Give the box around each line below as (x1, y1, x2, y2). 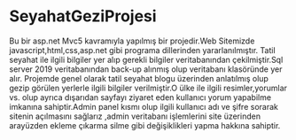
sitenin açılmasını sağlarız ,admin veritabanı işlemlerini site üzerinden (9, 111, 261, 121)
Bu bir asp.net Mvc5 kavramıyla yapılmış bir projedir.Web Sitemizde (9, 35, 255, 46)
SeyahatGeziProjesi (9, 6, 157, 27)
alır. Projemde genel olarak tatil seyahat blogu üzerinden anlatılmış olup (9, 73, 269, 83)
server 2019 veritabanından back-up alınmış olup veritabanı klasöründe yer (9, 64, 283, 74)
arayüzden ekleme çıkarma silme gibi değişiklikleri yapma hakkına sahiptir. (9, 120, 281, 130)
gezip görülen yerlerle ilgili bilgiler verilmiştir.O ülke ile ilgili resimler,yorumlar (9, 82, 288, 93)
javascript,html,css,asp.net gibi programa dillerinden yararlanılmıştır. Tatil (9, 44, 277, 55)
